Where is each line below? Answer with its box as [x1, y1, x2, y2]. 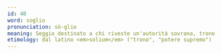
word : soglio [7, 17, 46, 24]
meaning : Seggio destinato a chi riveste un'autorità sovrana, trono [7, 29, 216, 37]
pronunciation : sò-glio [7, 23, 77, 30]
